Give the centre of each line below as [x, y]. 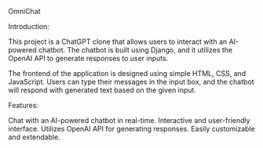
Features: [24, 105]
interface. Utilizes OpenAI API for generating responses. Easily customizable [131, 129]
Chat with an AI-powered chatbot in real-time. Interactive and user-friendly [129, 120]
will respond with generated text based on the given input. [102, 90]
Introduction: [29, 26]
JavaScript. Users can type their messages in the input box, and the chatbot [131, 82]
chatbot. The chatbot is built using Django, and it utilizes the [135, 50]
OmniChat [24, 11]
